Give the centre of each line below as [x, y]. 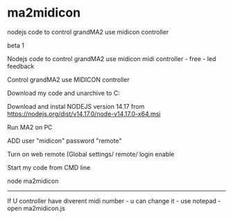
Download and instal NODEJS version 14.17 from [76, 106]
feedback [21, 66]
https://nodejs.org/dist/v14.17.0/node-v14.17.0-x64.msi [84, 114]
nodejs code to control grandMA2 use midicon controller [88, 32]
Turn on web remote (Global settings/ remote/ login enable [91, 154]
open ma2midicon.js [36, 208]
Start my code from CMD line [49, 167]
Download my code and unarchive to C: [63, 93]
